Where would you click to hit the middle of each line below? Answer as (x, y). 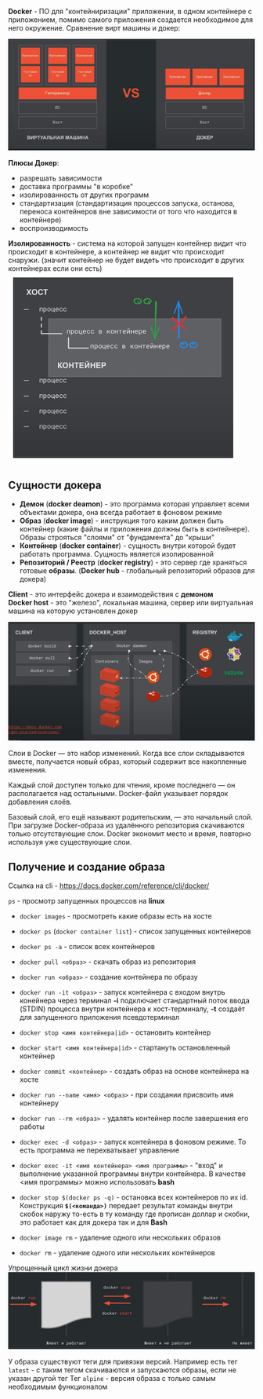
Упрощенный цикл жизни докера (63, 1268)
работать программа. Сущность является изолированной (116, 554)
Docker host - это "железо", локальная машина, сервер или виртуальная (131, 603)
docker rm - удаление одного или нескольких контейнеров (117, 1253)
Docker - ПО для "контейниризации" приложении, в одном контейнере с (130, 11)
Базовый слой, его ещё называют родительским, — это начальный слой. (130, 817)
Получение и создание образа (87, 867)
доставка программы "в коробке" (76, 187)
